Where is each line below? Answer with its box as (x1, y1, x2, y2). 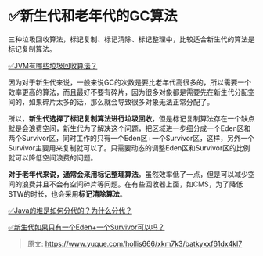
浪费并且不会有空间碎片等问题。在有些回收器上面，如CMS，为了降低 (21, 179, 243, 189)
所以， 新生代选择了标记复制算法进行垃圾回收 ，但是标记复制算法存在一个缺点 (8, 114, 255, 123)
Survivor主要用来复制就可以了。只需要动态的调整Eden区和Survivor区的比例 (8, 142, 250, 153)
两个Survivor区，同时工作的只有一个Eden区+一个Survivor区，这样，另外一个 (8, 133, 255, 142)
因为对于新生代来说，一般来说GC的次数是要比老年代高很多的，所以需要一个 (8, 78, 252, 87)
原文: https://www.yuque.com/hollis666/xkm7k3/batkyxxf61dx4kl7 (27, 239, 243, 248)
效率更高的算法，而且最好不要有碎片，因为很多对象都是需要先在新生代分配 (8, 87, 248, 96)
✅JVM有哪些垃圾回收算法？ (8, 60, 98, 70)
